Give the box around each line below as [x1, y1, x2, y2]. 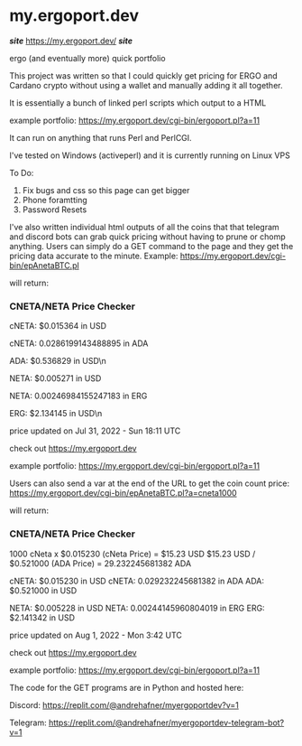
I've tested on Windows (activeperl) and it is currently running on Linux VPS [9, 150, 290, 161]
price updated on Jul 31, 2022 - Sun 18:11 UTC [9, 425, 181, 436]
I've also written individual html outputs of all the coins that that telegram [9, 221, 279, 232]
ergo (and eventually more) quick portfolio [9, 52, 166, 63]
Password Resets [22, 204, 87, 215]
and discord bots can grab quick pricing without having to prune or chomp [9, 231, 286, 242]
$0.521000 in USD [9, 584, 78, 596]
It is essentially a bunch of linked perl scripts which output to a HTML [9, 97, 267, 108]
